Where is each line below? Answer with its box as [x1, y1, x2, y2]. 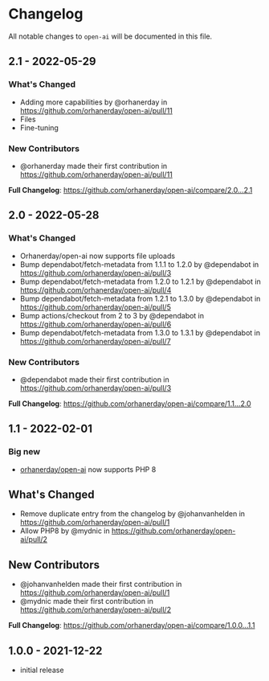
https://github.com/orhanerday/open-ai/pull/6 [19, 319, 172, 329]
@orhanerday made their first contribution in [19, 161, 168, 170]
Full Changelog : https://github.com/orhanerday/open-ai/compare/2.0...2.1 [8, 185, 253, 195]
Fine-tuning [19, 122, 59, 133]
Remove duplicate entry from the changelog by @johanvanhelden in [19, 509, 246, 519]
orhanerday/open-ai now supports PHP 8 [19, 464, 157, 474]
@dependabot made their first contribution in [19, 375, 170, 384]
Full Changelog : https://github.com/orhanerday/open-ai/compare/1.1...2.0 [8, 399, 251, 408]
